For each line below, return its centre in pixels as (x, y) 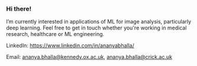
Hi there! (19, 9)
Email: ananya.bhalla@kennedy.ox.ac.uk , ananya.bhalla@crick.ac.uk (89, 57)
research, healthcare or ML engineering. (55, 34)
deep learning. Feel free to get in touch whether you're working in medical (96, 28)
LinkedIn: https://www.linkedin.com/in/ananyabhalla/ (70, 45)
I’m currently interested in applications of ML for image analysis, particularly (99, 22)
